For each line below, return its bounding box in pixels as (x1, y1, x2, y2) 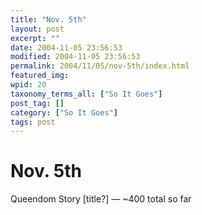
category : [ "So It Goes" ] (10, 107, 118, 118)
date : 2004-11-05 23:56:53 (10, 42, 123, 53)
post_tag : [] (10, 98, 65, 108)
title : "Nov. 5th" (10, 14, 87, 25)
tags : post (10, 117, 56, 127)
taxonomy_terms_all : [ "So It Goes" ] (10, 89, 163, 99)
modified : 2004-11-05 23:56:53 (10, 52, 141, 62)
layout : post (10, 24, 65, 34)
